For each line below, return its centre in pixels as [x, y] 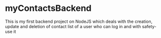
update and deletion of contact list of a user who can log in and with [73, 26]
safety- [149, 26]
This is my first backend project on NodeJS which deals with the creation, [79, 21]
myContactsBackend [48, 8]
